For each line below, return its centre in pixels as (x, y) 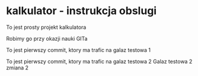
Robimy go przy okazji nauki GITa (47, 38)
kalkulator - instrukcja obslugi (82, 11)
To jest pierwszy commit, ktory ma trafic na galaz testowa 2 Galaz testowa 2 (99, 61)
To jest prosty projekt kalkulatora (46, 27)
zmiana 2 (17, 67)
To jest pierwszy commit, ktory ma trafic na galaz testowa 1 (79, 50)
